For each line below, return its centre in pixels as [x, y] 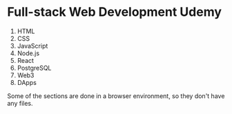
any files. [20, 103]
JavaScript [32, 46]
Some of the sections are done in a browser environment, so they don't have [116, 96]
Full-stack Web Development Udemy [115, 12]
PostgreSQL [34, 68]
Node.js [28, 53]
